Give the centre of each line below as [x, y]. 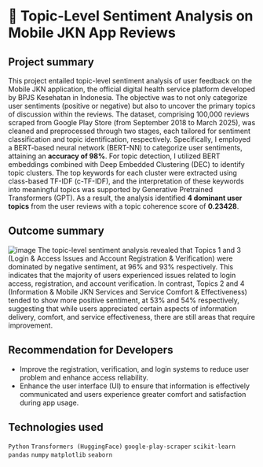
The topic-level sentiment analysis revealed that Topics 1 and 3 [140, 250]
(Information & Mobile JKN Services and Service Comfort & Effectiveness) [128, 291]
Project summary [51, 62]
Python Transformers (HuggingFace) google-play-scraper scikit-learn [122, 447]
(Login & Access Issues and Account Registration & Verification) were [121, 258]
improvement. [31, 325]
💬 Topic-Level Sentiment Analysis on [131, 16]
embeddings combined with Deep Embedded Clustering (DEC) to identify [126, 164]
